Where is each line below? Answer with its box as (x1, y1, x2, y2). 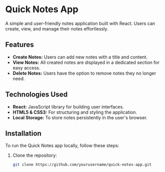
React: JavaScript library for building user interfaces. (12, 104, 124, 110)
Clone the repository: (12, 152, 57, 158)
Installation (5, 129, 42, 137)
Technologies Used (5, 90, 68, 99)
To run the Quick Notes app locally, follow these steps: (5, 143, 119, 149)
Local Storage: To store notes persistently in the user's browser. (12, 114, 148, 120)
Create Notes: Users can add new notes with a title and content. (12, 54, 148, 60)
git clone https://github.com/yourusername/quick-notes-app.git (12, 162, 152, 167)
